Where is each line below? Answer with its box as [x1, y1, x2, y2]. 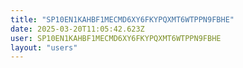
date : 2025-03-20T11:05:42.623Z [10, 24, 145, 34]
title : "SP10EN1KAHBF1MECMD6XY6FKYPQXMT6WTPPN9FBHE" [10, 14, 235, 25]
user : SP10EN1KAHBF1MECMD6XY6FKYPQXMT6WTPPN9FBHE [10, 33, 222, 43]
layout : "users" [10, 42, 78, 53]
